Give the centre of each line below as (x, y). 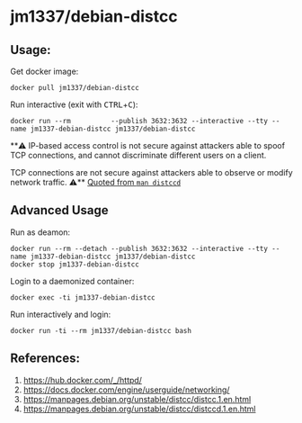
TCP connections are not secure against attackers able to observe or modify (151, 172)
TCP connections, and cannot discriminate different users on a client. (138, 155)
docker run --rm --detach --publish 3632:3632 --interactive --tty (139, 248)
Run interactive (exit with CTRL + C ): (74, 104)
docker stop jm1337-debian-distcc (75, 264)
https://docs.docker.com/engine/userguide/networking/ (126, 390)
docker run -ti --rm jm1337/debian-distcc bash (101, 330)
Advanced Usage (59, 210)
